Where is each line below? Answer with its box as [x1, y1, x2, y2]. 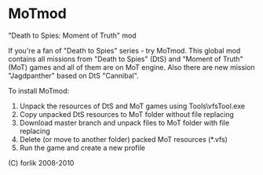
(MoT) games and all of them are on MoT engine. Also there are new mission [8, 62, 255, 71]
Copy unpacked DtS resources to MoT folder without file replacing [19, 109, 234, 118]
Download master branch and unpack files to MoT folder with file [19, 118, 230, 127]
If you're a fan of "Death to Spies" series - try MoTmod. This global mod [8, 46, 241, 55]
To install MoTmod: [8, 86, 70, 95]
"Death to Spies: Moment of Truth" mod [8, 31, 137, 40]
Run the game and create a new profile [19, 143, 145, 152]
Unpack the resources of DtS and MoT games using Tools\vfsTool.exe [19, 101, 246, 111]
